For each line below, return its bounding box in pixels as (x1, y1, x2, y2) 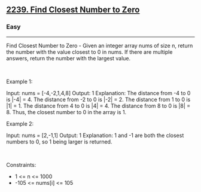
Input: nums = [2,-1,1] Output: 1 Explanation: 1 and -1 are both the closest (6, 132, 184, 139)
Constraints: (6, 161, 36, 168)
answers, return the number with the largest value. (6, 54, 131, 62)
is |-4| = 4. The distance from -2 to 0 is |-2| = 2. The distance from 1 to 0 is (6, 96, 191, 103)
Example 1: (6, 78, 33, 85)
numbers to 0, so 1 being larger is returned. (6, 138, 112, 145)
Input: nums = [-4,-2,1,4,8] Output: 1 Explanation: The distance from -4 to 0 (6, 89, 191, 96)
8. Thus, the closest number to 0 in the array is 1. (6, 108, 127, 115)
